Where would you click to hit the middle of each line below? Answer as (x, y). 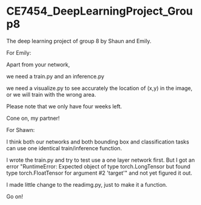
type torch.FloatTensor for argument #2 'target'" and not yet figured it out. (99, 173)
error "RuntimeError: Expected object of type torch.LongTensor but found (98, 166)
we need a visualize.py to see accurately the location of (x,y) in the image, (100, 88)
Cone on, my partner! (33, 118)
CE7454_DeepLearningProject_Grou (100, 11)
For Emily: (19, 52)
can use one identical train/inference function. (64, 148)
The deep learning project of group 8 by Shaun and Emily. (79, 41)
